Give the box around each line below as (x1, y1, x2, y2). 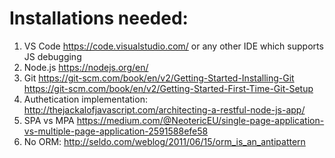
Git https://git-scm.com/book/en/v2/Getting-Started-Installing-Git (23, 72, 295, 84)
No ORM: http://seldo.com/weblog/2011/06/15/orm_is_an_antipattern (23, 135, 306, 147)
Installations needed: (9, 7, 189, 30)
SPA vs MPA (23, 114, 75, 126)
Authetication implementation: (23, 93, 148, 105)
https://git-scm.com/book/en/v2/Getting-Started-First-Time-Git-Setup (23, 82, 314, 94)
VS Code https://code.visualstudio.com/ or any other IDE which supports (23, 40, 324, 52)
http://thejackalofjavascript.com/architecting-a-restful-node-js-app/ (23, 103, 306, 116)
